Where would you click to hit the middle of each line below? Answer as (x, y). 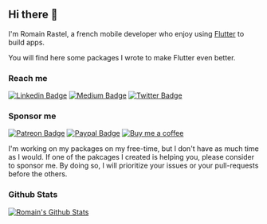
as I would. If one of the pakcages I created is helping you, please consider (132, 157)
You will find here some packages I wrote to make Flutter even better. (122, 57)
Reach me (28, 78)
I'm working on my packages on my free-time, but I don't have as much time (133, 149)
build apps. (27, 42)
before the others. (38, 174)
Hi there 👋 (33, 15)
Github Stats (33, 195)
